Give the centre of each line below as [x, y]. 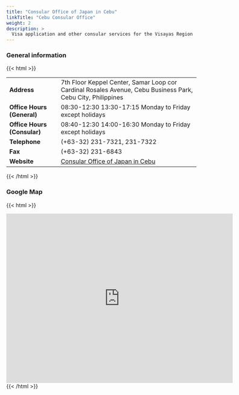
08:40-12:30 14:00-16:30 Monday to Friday [126, 125]
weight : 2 [19, 23]
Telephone [25, 142]
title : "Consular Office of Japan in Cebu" [62, 12]
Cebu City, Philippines [92, 98]
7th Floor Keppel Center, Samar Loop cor [119, 82]
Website [21, 161]
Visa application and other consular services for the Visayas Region [102, 34]
